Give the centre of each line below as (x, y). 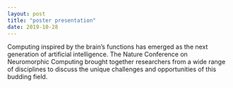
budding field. (28, 77)
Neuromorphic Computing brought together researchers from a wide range (116, 62)
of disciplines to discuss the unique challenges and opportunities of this (112, 69)
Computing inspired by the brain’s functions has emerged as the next (108, 47)
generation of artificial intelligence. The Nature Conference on (98, 54)
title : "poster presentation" (52, 20)
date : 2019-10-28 (33, 27)
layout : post (26, 14)
